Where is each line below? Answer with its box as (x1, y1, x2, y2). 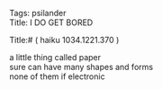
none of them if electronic (9, 71, 105, 82)
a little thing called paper (9, 52, 102, 62)
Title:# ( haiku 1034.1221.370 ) (9, 35, 120, 45)
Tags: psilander (9, 8, 67, 18)
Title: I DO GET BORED (9, 17, 94, 28)
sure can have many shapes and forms (9, 62, 154, 72)
